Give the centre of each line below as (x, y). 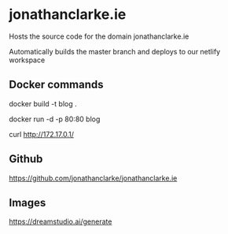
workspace (27, 60)
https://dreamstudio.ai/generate (61, 221)
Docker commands (56, 85)
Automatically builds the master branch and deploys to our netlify (115, 51)
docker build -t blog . (43, 103)
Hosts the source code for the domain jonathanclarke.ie (99, 36)
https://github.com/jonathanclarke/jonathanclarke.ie (93, 178)
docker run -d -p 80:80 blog (55, 119)
